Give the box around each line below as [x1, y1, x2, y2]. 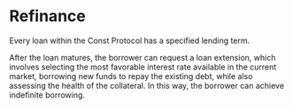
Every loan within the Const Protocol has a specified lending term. [9, 35, 251, 46]
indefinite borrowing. [9, 90, 86, 100]
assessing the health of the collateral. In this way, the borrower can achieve [9, 80, 285, 91]
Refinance [9, 6, 86, 26]
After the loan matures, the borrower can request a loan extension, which [9, 52, 276, 62]
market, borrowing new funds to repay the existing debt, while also [9, 70, 253, 81]
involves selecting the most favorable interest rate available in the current [9, 62, 277, 72]
